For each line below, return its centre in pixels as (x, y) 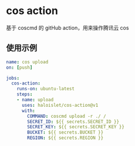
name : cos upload (27, 62)
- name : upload (35, 100)
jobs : (13, 78)
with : (28, 111)
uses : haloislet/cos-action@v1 (60, 105)
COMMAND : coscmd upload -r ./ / (67, 116)
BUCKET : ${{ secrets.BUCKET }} (65, 133)
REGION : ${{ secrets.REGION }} (65, 138)
